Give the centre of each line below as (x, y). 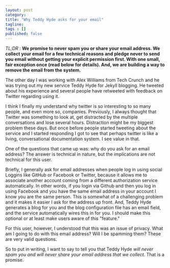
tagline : (15, 24)
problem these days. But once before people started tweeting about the (81, 128)
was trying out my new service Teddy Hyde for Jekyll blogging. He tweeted (85, 85)
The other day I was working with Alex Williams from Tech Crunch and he (82, 80)
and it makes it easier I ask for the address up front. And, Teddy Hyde (78, 202)
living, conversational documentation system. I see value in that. (73, 139)
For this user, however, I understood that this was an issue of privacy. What (84, 228)
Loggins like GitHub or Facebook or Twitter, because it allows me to (76, 175)
